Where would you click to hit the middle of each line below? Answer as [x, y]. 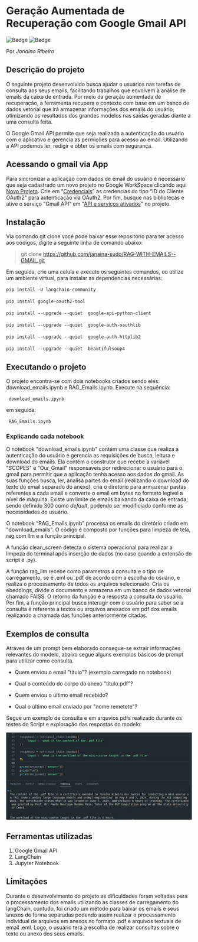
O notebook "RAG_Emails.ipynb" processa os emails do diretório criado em [97, 524]
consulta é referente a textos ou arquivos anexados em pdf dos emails [92, 609]
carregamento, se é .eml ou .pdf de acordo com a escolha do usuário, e [93, 578]
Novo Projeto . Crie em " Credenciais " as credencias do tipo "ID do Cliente [95, 191]
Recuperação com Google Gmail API [96, 23]
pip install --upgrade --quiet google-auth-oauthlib [74, 325]
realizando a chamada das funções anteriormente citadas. [77, 615]
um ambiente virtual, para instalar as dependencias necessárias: [84, 278]
